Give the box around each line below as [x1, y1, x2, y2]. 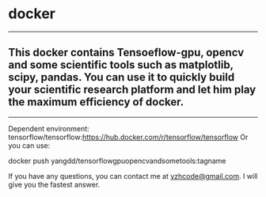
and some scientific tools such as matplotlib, [8, 59, 234, 72]
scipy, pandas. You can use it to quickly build [8, 70, 235, 84]
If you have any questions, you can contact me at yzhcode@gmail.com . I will [8, 171, 258, 180]
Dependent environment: [8, 123, 89, 133]
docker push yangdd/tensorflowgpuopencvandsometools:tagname [8, 156, 226, 165]
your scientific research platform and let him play [8, 83, 256, 97]
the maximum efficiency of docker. [8, 96, 184, 109]
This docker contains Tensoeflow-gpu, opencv [8, 46, 245, 59]
